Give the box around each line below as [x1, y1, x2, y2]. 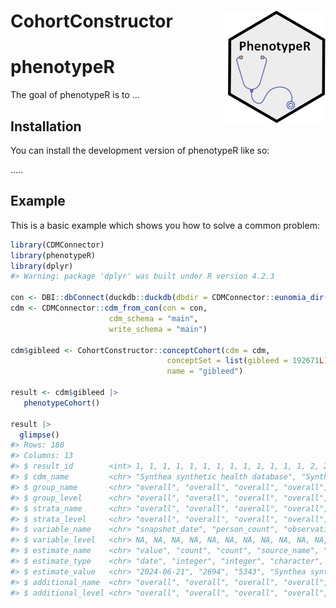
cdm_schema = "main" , [108, 313, 199, 324]
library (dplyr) [10, 261, 74, 271]
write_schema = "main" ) [108, 324, 208, 334]
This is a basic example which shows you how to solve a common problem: [10, 219, 320, 231]
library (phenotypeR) [10, 250, 97, 260]
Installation [10, 118, 82, 135]
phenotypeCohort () [23, 398, 101, 408]
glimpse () [19, 430, 60, 440]
